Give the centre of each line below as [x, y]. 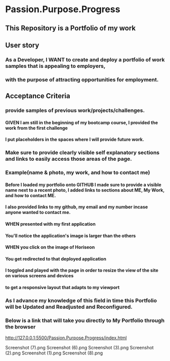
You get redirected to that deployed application [56, 259]
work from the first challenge [37, 128]
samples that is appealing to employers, [55, 66]
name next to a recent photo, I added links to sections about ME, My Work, [85, 190]
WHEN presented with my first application [51, 224]
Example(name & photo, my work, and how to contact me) [78, 172]
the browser [20, 327]
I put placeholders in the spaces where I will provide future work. [75, 139]
